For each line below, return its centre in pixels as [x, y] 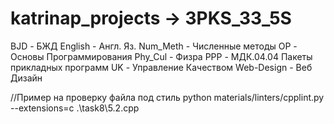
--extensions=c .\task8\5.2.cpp [75, 108]
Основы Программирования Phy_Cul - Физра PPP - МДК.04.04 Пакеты [161, 56]
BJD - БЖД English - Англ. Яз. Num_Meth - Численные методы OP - [154, 46]
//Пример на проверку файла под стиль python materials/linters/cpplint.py [167, 97]
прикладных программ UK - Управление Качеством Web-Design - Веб [161, 67]
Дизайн [26, 78]
